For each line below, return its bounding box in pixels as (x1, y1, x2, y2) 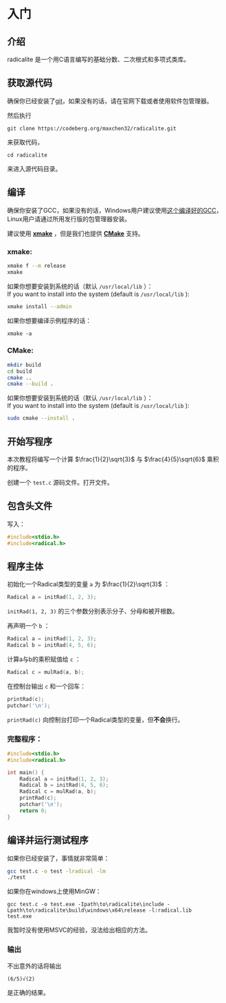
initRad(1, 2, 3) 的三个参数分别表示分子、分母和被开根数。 (7, 607, 179, 615)
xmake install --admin (7, 303, 72, 310)
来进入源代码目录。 (7, 164, 62, 172)
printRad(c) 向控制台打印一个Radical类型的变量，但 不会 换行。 (7, 715, 184, 724)
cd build (7, 368, 32, 375)
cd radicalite (7, 152, 48, 159)
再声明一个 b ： (7, 622, 50, 630)
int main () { (7, 769, 45, 776)
